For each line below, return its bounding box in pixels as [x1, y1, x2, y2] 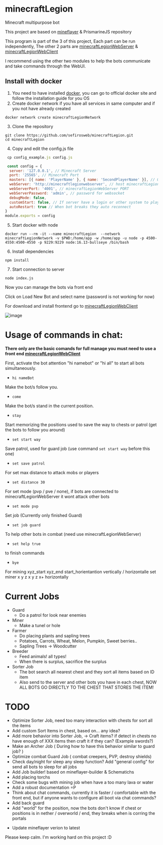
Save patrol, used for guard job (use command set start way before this [5, 446, 150, 452]
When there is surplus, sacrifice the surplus [19, 659, 107, 664]
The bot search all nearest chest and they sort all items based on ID [19, 669, 155, 675]
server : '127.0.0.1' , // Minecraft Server [9, 168, 97, 173]
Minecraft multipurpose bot [5, 19, 60, 25]
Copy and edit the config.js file [12, 146, 74, 151]
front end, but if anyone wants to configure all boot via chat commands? [12, 795, 157, 800]
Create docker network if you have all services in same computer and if [12, 100, 155, 106]
